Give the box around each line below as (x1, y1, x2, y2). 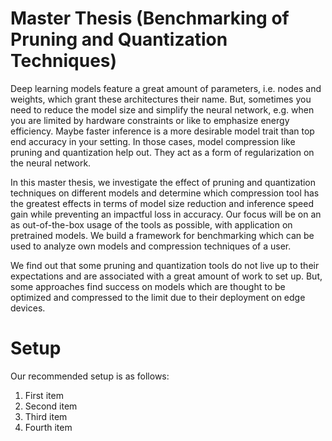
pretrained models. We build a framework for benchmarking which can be (10, 229, 315, 241)
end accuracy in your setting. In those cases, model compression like (10, 135, 296, 147)
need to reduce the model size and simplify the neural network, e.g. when (10, 103, 315, 116)
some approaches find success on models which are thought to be (10, 280, 286, 292)
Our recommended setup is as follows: (10, 370, 170, 382)
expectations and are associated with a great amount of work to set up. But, (10, 270, 323, 282)
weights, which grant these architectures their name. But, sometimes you (10, 93, 312, 105)
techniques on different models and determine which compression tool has (10, 187, 320, 199)
